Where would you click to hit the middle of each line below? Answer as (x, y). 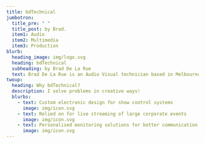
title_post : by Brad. (39, 29)
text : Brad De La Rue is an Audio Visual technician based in (92, 74)
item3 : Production (35, 46)
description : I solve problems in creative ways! (76, 91)
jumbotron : (20, 18)
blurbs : (22, 97)
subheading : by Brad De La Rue (52, 68)
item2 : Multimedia (35, 40)
